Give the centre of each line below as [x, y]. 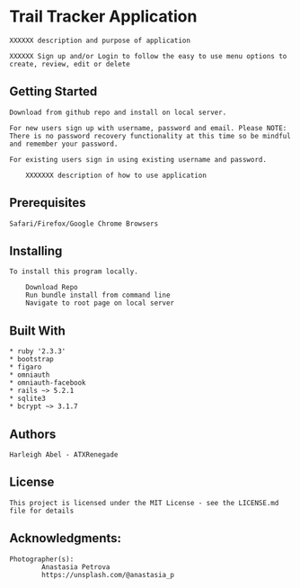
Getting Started [53, 92]
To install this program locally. [74, 272]
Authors [33, 434]
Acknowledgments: [66, 538]
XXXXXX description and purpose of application [100, 40]
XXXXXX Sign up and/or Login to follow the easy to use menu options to [148, 56]
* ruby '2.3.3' [38, 352]
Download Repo [52, 288]
